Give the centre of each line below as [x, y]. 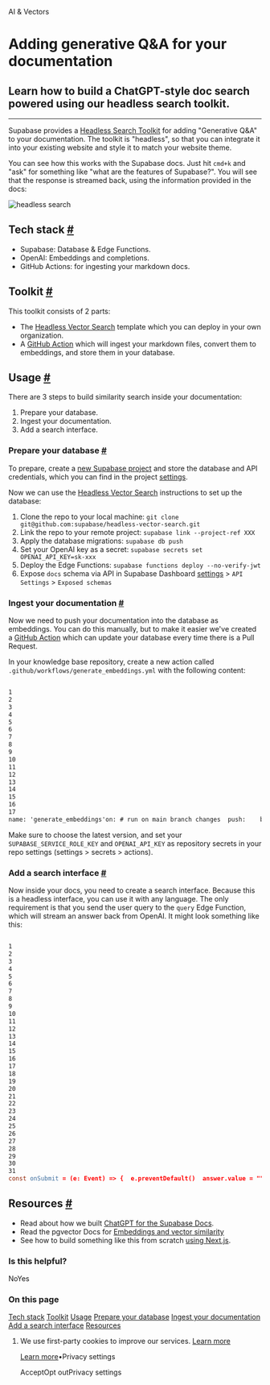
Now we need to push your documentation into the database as [113, 620]
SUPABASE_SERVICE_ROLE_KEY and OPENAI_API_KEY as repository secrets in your [135, 843]
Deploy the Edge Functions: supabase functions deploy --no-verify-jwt [140, 565]
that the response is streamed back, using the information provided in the [130, 180]
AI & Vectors [29, 12]
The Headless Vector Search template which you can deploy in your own [140, 326]
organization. [42, 335]
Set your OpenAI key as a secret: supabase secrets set [111, 549]
